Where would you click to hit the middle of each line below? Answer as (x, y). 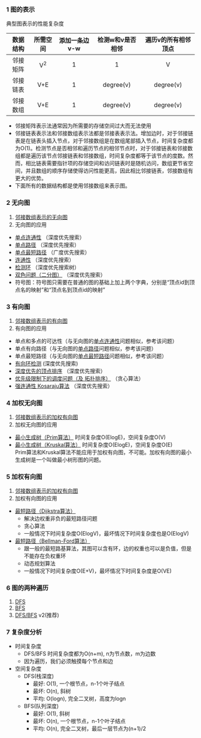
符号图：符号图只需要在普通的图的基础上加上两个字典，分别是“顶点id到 (102, 282)
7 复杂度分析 (24, 632)
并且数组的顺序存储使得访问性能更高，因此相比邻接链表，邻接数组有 (109, 171)
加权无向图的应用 (36, 425)
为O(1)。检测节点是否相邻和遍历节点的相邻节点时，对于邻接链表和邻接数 (104, 149)
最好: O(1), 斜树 (51, 713)
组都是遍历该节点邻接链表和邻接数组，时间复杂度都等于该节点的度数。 (101, 156)
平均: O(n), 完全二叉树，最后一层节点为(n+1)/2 (89, 728)
